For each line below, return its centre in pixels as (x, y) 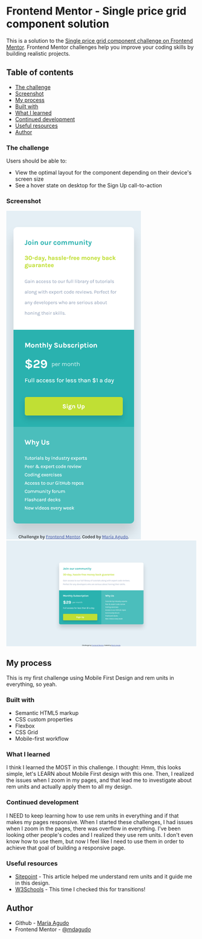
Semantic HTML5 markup (47, 713)
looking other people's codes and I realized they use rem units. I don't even (100, 834)
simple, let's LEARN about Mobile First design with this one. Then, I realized (100, 774)
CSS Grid (26, 732)
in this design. (32, 883)
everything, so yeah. (32, 684)
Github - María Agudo (42, 923)
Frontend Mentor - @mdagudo (53, 929)
